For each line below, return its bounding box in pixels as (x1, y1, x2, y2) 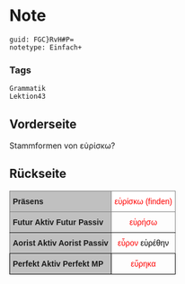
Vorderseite (9, 116, 77, 131)
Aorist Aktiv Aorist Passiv (13, 237, 110, 248)
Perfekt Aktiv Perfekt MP (13, 258, 104, 269)
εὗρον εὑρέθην (117, 237, 170, 248)
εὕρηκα (130, 258, 156, 269)
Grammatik (9, 84, 47, 93)
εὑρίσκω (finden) (114, 196, 172, 207)
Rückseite (9, 166, 67, 182)
